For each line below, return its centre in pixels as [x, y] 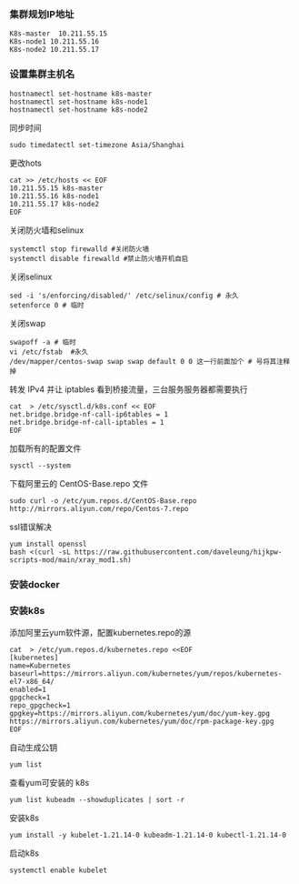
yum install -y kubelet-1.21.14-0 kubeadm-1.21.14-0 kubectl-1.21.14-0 [148, 835]
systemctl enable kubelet [58, 870]
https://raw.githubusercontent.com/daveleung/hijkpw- [178, 552]
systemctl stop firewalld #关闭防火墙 [80, 249]
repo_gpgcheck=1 [40, 705]
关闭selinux [31, 276]
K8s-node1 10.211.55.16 [55, 42]
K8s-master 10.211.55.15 [58, 34]
